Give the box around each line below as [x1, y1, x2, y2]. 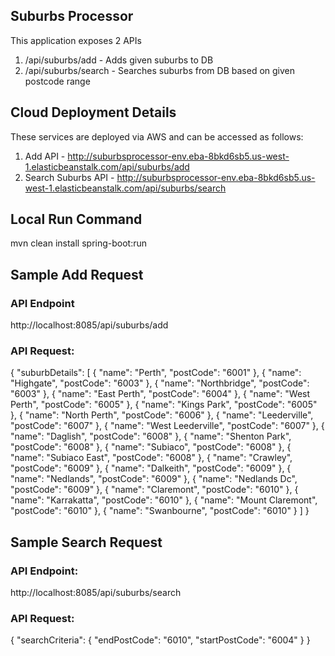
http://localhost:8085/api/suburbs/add [10, 319, 169, 331]
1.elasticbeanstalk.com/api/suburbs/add [24, 160, 190, 173]
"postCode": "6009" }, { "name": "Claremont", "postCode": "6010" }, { [10, 484, 299, 496]
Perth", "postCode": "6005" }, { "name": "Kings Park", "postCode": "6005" [10, 399, 318, 411]
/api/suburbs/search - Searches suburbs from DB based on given [24, 64, 296, 76]
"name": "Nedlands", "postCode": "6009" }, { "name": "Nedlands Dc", [10, 473, 298, 485]
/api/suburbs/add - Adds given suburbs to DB [24, 54, 214, 66]
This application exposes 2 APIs [10, 34, 142, 46]
